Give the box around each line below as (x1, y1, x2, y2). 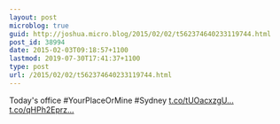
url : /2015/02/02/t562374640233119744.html (9, 71, 173, 80)
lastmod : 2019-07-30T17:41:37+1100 (9, 54, 141, 63)
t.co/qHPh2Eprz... (9, 104, 74, 115)
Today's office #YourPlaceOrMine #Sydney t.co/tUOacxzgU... (9, 95, 235, 105)
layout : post (9, 12, 58, 22)
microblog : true (9, 21, 69, 30)
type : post (9, 63, 50, 72)
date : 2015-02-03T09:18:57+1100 (9, 46, 128, 55)
